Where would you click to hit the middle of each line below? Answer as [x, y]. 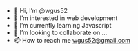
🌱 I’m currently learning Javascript [62, 25]
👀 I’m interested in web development [66, 18]
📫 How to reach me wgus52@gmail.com [72, 40]
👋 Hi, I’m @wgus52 [40, 11]
